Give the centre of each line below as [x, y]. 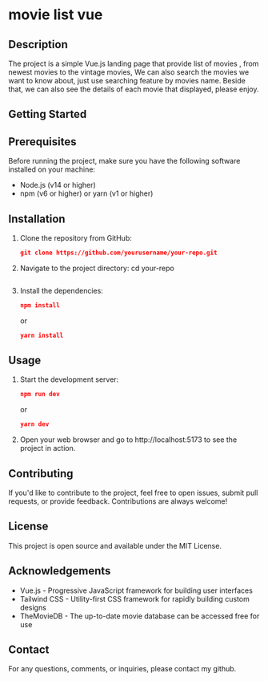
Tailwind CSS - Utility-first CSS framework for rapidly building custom [134, 598]
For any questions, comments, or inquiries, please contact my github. [122, 669]
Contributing [41, 474]
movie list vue [56, 15]
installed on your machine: [52, 169]
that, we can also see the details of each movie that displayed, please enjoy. [134, 89]
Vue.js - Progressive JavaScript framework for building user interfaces [136, 590]
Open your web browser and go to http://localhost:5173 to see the [128, 440]
